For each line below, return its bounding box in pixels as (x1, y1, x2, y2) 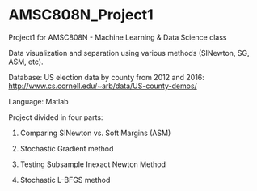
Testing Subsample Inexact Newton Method (19, 159, 166, 169)
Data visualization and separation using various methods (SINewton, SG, (8, 48, 250, 57)
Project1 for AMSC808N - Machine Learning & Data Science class (8, 32, 227, 42)
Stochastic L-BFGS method (19, 175, 111, 185)
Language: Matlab (8, 96, 69, 106)
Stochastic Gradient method (19, 143, 114, 153)
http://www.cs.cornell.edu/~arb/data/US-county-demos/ (8, 81, 198, 91)
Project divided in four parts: (8, 112, 103, 122)
